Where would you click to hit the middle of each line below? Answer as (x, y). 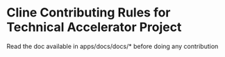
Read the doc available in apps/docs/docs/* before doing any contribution (112, 46)
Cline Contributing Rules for (89, 13)
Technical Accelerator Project (94, 27)
